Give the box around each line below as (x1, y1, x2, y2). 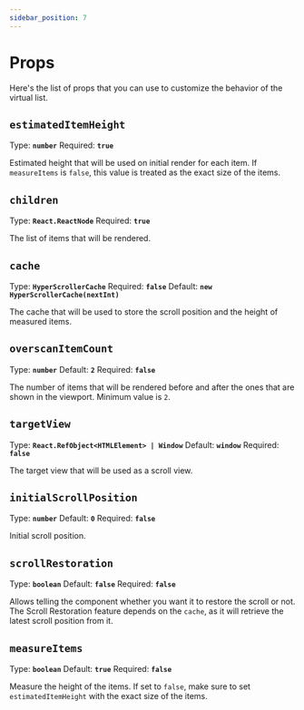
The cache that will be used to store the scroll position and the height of (9, 306, 279, 317)
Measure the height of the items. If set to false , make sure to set (9, 681, 251, 692)
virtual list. (9, 92, 48, 102)
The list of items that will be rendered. (9, 233, 152, 244)
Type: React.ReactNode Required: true (9, 215, 151, 227)
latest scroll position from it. (9, 616, 113, 627)
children (9, 193, 59, 207)
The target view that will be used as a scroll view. (9, 464, 193, 476)
